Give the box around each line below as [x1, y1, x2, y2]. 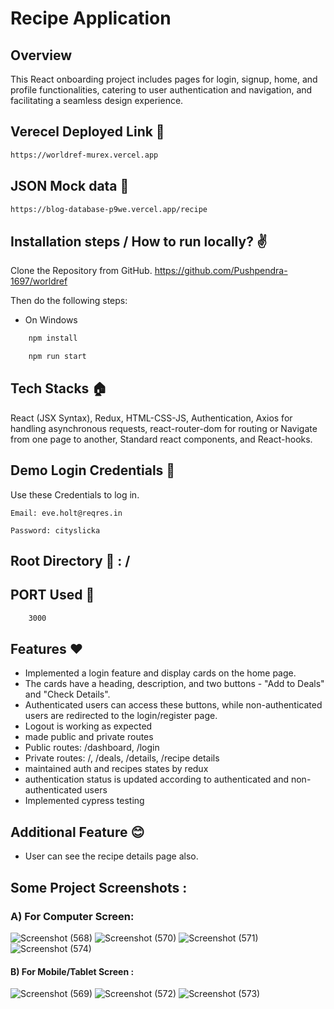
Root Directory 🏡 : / [10, 552, 131, 569]
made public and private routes [24, 731, 154, 743]
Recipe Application [10, 7, 172, 30]
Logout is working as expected [24, 720, 153, 732]
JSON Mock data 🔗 [10, 178, 130, 195]
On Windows [24, 314, 78, 326]
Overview [10, 47, 73, 64]
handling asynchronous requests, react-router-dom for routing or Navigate [10, 422, 318, 434]
